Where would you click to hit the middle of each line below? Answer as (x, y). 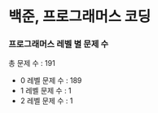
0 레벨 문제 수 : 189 (51, 80)
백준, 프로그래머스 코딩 (80, 17)
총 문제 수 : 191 (32, 63)
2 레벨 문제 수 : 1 (46, 101)
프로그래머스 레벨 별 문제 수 (59, 44)
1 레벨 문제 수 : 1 (46, 91)
